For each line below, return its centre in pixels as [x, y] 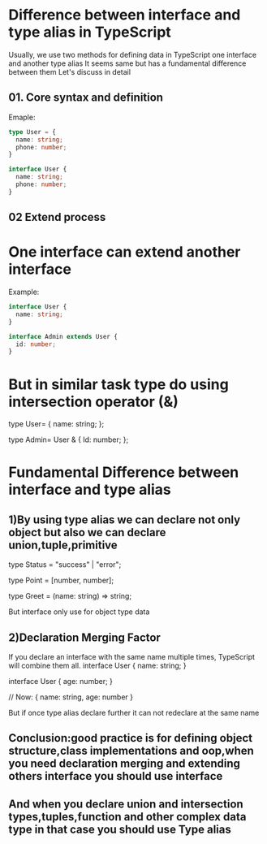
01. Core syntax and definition [86, 98]
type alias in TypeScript [90, 32]
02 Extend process [57, 217]
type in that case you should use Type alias [120, 829]
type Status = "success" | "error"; [65, 565]
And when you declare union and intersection [126, 804]
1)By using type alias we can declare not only [125, 519]
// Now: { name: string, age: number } [71, 697]
